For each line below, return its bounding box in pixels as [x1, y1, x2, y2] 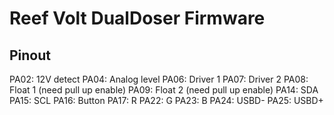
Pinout [9, 47, 52, 64]
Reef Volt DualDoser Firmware [9, 7, 266, 30]
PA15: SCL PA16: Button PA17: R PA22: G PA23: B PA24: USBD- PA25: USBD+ [9, 95, 324, 106]
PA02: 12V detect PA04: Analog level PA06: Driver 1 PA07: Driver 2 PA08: [9, 73, 309, 85]
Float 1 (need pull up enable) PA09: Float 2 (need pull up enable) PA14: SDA [9, 84, 319, 96]
